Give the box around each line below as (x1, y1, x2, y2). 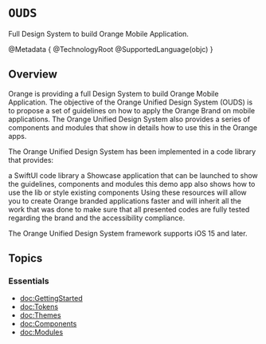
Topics (8, 251, 43, 265)
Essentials (8, 275, 49, 287)
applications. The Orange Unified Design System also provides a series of (8, 114, 251, 124)
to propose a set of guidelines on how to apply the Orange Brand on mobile (8, 105, 256, 115)
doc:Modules (19, 327, 64, 337)
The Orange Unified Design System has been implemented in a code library (8, 146, 256, 156)
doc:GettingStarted (19, 294, 83, 303)
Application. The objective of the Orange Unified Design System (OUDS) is (8, 97, 253, 107)
